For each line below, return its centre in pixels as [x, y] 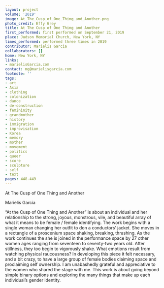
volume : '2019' [21, 14]
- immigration [20, 124]
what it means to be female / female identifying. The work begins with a [78, 223]
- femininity [18, 111]
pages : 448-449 [21, 179]
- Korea [13, 133]
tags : [11, 78]
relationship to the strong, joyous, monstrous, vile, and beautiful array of [78, 217]
